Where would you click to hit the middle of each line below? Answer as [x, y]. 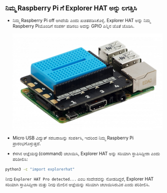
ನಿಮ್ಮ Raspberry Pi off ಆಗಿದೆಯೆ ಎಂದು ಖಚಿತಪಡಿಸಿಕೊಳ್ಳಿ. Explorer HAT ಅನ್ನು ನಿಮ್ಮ [81, 20]
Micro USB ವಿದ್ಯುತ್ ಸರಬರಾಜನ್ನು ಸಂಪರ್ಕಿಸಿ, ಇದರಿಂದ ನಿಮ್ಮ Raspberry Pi [73, 138]
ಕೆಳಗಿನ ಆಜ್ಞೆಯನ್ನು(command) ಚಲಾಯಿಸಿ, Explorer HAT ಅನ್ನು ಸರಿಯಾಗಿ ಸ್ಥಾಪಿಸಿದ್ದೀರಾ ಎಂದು [86, 153]
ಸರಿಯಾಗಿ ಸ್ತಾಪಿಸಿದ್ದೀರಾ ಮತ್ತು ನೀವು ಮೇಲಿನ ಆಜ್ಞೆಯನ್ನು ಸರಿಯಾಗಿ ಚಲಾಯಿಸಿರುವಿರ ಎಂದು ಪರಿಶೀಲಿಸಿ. [77, 184]
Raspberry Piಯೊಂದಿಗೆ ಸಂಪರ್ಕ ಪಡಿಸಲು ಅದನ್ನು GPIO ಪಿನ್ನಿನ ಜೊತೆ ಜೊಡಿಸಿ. [73, 26]
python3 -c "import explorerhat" [40, 169]
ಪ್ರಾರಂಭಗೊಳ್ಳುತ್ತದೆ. [26, 143]
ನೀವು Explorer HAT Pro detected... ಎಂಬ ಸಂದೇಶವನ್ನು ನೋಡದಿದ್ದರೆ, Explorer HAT [79, 179]
